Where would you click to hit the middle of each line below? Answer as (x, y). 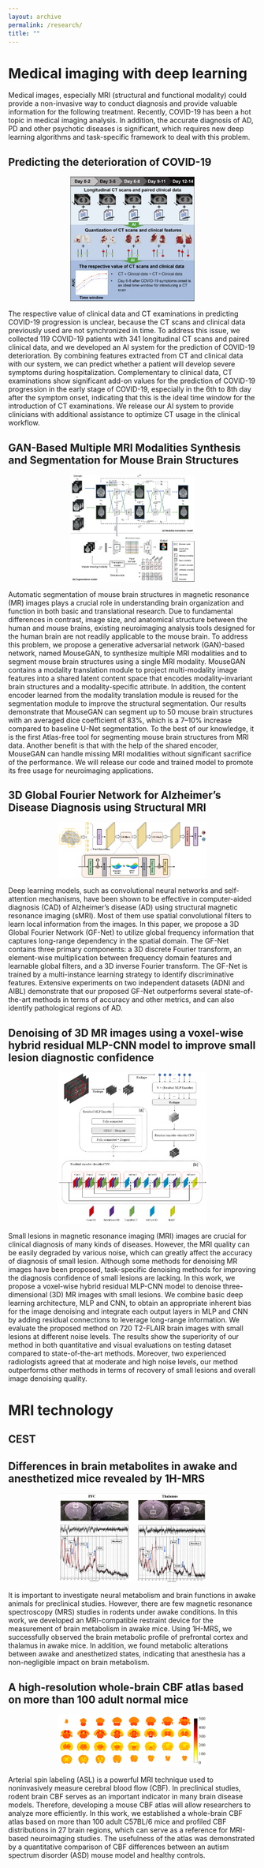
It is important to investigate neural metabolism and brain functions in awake (132, 1596)
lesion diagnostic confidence (81, 1058)
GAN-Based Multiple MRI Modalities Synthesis (125, 447)
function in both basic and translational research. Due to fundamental (121, 611)
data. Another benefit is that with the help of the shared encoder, (113, 745)
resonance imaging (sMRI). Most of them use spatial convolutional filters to (130, 916)
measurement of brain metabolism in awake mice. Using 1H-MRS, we (120, 1629)
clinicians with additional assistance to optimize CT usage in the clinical (124, 414)
